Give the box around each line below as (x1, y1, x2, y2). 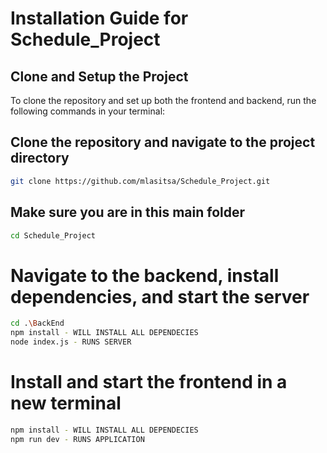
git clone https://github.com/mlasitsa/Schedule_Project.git (10, 176, 271, 186)
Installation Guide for (10, 7, 189, 30)
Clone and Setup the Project (10, 68, 189, 85)
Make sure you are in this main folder (10, 204, 246, 221)
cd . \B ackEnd (10, 318, 65, 329)
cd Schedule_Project (10, 230, 97, 241)
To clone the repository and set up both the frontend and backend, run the (10, 95, 317, 106)
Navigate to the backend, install (10, 264, 280, 287)
